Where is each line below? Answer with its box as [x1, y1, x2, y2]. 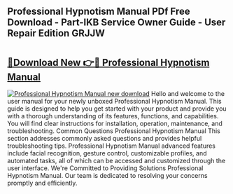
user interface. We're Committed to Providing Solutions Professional [7, 164, 204, 172]
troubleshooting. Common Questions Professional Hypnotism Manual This [7, 127, 220, 135]
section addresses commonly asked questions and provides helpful [7, 134, 202, 142]
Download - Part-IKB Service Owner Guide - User [7, 17, 226, 29]
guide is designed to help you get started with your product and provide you [7, 104, 227, 113]
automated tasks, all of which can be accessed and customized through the [7, 157, 226, 165]
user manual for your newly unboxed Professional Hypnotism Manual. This [7, 97, 222, 105]
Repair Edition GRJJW [7, 27, 105, 39]
